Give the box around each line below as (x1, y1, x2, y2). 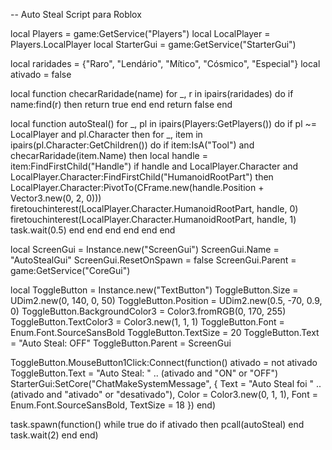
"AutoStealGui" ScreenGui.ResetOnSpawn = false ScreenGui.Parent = (10, 254, 297, 266)
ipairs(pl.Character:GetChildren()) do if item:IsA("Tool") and (10, 139, 255, 151)
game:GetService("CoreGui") (10, 265, 131, 276)
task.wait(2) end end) (10, 429, 99, 441)
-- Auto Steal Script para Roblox (10, 9, 142, 20)
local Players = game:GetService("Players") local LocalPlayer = (10, 28, 271, 39)
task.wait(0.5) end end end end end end (10, 224, 176, 236)
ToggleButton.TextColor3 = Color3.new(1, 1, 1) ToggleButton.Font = (10, 316, 285, 328)
